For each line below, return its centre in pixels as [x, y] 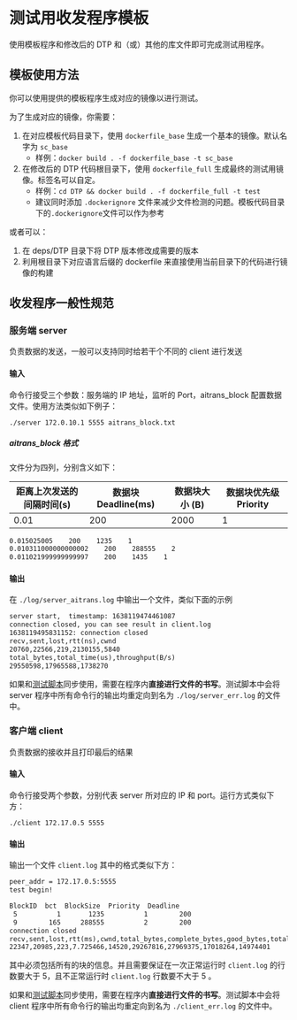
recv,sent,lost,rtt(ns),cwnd [63, 641]
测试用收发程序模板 [79, 18]
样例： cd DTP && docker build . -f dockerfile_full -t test [148, 190]
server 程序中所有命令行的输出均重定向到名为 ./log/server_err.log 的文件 [145, 694]
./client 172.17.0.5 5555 [57, 824]
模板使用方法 [44, 75]
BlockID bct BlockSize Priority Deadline [94, 906]
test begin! [31, 890]
